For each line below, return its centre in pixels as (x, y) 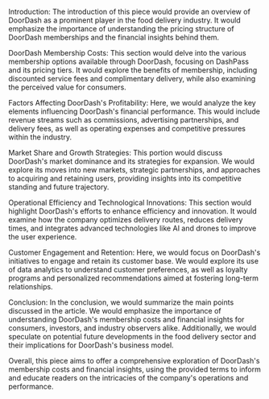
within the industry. (40, 137)
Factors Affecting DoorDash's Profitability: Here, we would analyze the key (132, 103)
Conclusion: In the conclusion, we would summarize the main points (121, 302)
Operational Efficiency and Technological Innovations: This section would (130, 202)
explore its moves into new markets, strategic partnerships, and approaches (134, 170)
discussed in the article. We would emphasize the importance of (115, 311)
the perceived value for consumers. (67, 87)
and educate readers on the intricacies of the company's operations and (128, 378)
